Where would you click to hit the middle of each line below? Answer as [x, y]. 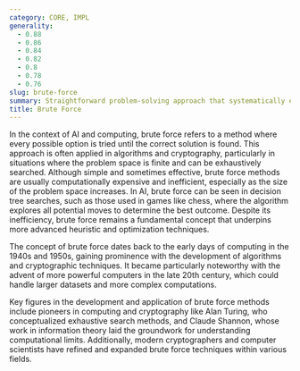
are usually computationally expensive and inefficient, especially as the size [149, 182]
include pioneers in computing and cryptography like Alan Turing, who [138, 312]
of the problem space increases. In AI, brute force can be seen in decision [145, 191]
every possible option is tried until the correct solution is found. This [134, 144]
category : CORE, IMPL [50, 17]
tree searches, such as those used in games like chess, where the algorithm [149, 201]
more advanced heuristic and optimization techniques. [109, 230]
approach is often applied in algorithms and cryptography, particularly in [142, 154]
